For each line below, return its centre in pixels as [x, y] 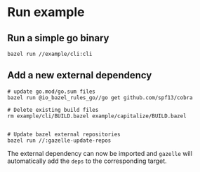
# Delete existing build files [53, 110]
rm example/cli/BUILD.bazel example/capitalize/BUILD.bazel [97, 116]
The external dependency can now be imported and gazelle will [100, 153]
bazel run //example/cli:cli [50, 54]
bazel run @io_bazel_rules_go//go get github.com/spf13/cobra [100, 98]
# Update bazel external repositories [64, 134]
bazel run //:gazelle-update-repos [59, 141]
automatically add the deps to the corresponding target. [87, 161]
